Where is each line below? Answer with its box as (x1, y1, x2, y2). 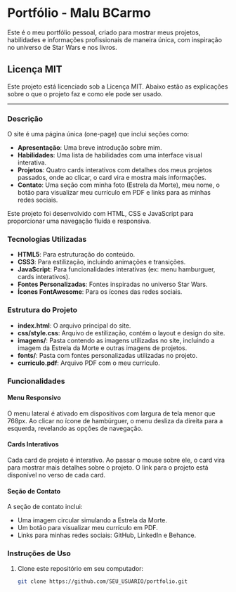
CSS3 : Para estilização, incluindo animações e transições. (17, 258, 186, 266)
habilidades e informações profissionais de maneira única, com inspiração (7, 35, 223, 44)
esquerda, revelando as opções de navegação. (7, 424, 143, 432)
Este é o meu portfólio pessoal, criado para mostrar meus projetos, (7, 28, 201, 37)
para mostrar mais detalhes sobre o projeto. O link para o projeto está (7, 463, 209, 472)
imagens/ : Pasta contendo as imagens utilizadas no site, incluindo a (17, 336, 215, 345)
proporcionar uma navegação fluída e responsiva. (7, 217, 151, 226)
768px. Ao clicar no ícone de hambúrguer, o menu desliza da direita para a (7, 416, 223, 425)
